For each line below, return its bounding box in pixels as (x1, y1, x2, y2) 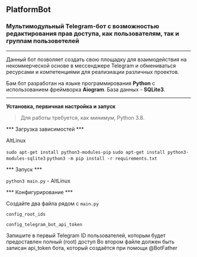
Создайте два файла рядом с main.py (6, 199, 99, 207)
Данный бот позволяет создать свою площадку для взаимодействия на (6, 56, 187, 63)
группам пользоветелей (6, 37, 79, 45)
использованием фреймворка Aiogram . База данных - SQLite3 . (6, 86, 166, 93)
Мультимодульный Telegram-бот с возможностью (6, 22, 159, 31)
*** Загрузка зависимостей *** (6, 126, 84, 133)
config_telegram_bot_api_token (6, 221, 83, 228)
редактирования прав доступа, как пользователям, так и (6, 29, 179, 38)
